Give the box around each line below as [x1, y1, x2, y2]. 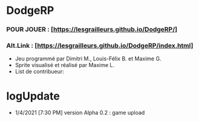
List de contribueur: [15, 68, 65, 75]
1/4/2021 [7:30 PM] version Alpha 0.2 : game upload [15, 109, 145, 117]
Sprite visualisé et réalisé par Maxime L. [15, 62, 115, 69]
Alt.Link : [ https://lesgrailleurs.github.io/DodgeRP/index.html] [6, 42, 194, 50]
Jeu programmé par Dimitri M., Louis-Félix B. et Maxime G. [15, 55, 161, 62]
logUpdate [6, 89, 60, 103]
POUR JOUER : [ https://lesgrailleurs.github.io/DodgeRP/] [6, 25, 177, 34]
